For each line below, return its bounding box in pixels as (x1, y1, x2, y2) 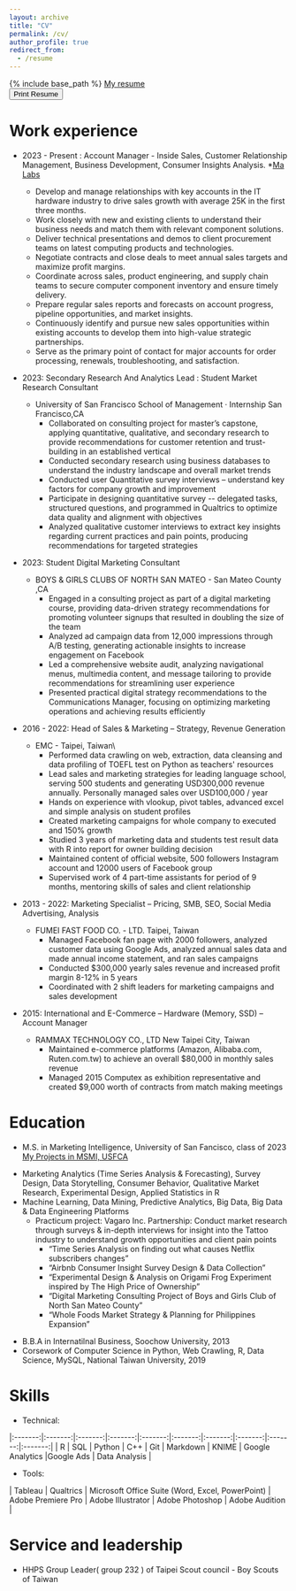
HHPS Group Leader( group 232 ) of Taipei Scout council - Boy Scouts (21, 1564, 279, 1575)
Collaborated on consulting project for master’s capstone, (48, 418, 259, 428)
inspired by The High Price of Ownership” (48, 1280, 201, 1292)
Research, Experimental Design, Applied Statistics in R (21, 1187, 220, 1197)
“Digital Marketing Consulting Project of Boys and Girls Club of (48, 1290, 277, 1301)
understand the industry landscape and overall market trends (48, 465, 271, 475)
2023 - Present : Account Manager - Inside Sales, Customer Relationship (21, 150, 288, 160)
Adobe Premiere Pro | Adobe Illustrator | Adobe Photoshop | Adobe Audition (9, 1495, 285, 1505)
